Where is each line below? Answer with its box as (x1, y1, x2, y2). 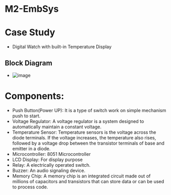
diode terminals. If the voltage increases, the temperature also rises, (12, 134, 157, 140)
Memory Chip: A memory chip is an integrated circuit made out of (12, 173, 151, 179)
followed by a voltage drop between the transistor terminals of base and (12, 140, 165, 146)
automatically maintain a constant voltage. (12, 123, 102, 130)
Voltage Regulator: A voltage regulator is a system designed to (12, 118, 144, 124)
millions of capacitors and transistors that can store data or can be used (12, 178, 164, 184)
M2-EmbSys (5, 3, 59, 15)
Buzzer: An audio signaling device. (12, 167, 85, 173)
